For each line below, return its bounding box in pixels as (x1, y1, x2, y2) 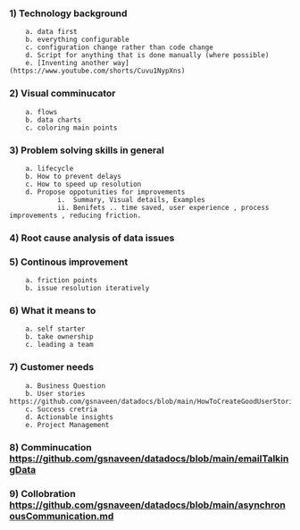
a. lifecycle (25, 164, 74, 172)
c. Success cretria (25, 405, 98, 414)
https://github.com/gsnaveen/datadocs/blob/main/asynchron (9, 499, 286, 511)
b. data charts (25, 115, 82, 124)
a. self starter (25, 324, 87, 333)
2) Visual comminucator (9, 88, 116, 100)
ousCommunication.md (9, 509, 114, 522)
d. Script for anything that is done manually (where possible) (25, 51, 270, 60)
